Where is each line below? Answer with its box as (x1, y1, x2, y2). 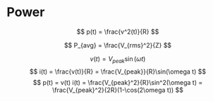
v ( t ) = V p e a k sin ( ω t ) (90, 54, 146, 65)
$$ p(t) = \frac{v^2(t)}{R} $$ (76, 27, 159, 36)
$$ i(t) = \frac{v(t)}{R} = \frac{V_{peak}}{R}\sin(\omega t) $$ (30, 67, 206, 76)
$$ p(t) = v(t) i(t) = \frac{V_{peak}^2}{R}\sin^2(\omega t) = (32, 78, 203, 86)
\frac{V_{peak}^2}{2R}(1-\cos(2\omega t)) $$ (51, 86, 184, 94)
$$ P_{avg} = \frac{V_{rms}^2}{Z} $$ (63, 41, 172, 49)
